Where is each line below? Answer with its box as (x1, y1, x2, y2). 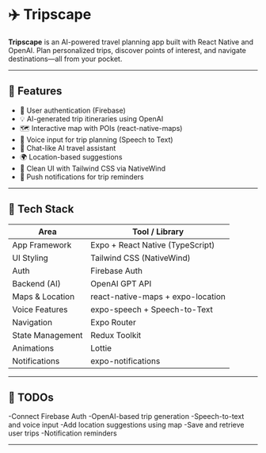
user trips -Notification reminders (8, 428, 117, 438)
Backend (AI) (12, 278, 61, 289)
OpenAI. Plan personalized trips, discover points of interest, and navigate (8, 45, 247, 55)
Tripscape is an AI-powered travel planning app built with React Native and (8, 36, 254, 47)
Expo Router (90, 317, 136, 328)
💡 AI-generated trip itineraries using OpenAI (19, 113, 164, 123)
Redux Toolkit (90, 329, 142, 340)
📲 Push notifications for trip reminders (19, 171, 144, 182)
